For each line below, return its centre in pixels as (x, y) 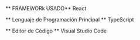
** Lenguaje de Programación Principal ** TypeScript (70, 19)
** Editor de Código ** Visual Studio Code (56, 31)
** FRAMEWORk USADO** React (46, 8)
